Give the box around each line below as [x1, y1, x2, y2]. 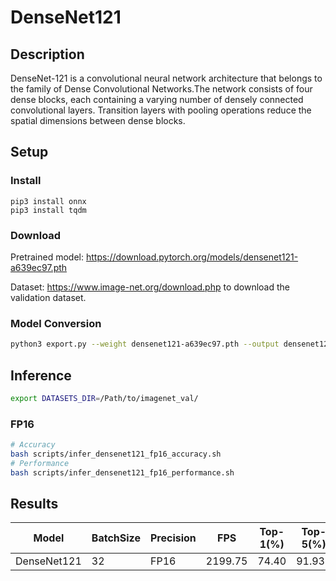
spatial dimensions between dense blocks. [10, 115, 186, 126]
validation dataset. [10, 291, 87, 303]
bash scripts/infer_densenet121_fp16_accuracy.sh [10, 449, 222, 460]
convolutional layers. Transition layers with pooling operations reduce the [10, 104, 312, 116]
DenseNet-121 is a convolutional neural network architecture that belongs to [10, 72, 323, 84]
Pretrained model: [10, 251, 85, 263]
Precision [149, 531, 197, 545]
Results [10, 496, 59, 513]
